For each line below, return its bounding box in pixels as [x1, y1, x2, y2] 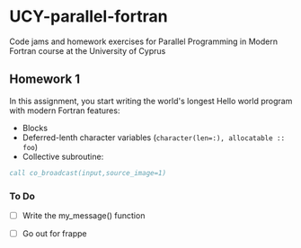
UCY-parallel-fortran [9, 6, 168, 27]
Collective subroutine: [22, 151, 104, 162]
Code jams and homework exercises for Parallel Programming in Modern [9, 36, 279, 47]
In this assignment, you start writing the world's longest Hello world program [9, 95, 293, 106]
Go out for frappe [22, 227, 87, 239]
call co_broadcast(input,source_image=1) [9, 168, 167, 177]
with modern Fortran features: [9, 105, 120, 116]
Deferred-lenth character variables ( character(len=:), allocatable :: [22, 132, 286, 143]
